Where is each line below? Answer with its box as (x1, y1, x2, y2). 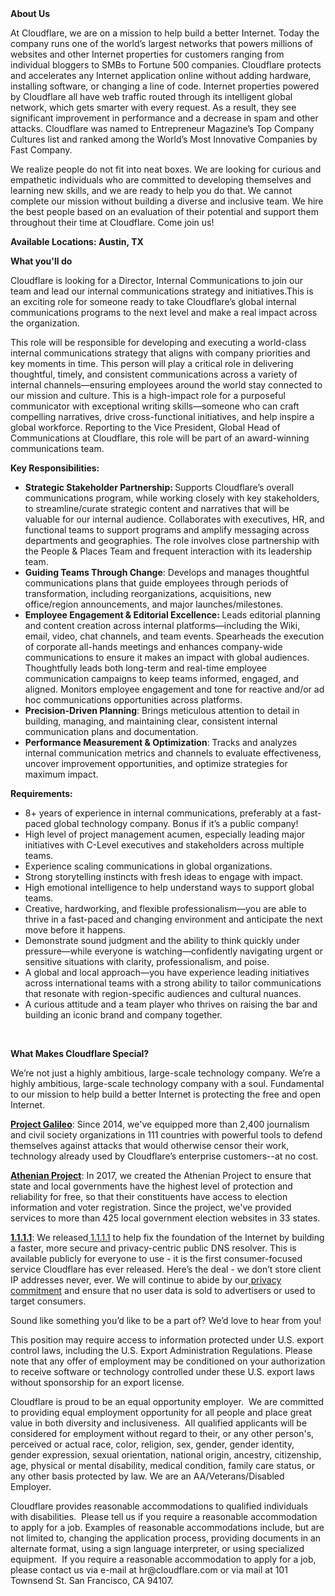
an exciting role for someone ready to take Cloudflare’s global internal (10, 296, 297, 307)
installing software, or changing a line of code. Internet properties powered (10, 80, 320, 92)
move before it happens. (24, 924, 126, 936)
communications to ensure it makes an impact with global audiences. (24, 652, 310, 663)
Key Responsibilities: (10, 462, 100, 474)
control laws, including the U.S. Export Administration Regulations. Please (10, 1345, 313, 1356)
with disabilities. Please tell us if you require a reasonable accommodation (10, 1511, 318, 1522)
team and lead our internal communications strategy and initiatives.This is (10, 285, 314, 297)
